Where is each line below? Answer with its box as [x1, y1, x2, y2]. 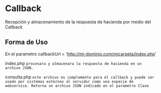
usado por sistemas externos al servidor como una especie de [5, 79, 134, 84]
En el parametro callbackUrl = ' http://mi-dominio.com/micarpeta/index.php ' [5, 51, 157, 57]
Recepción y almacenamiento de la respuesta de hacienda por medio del [5, 19, 151, 25]
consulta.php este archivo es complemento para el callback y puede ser [5, 74, 155, 80]
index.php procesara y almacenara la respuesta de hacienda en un [5, 60, 142, 66]
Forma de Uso [5, 38, 48, 46]
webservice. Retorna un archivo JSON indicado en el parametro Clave [5, 83, 149, 88]
